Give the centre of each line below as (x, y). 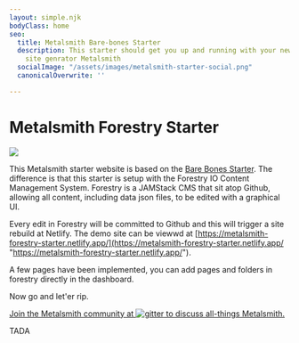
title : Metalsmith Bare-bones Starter (89, 42)
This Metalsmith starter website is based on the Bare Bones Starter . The (141, 168)
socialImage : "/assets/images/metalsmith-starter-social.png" (135, 68)
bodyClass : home (39, 26)
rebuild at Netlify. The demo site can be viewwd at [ (104, 233)
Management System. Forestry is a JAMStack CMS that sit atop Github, (140, 187)
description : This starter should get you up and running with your (147, 51)
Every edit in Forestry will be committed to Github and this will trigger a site (147, 224)
